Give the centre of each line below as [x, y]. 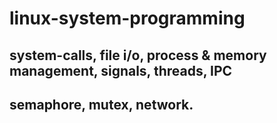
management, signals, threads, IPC [121, 70]
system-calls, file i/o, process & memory [138, 55]
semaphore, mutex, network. [101, 104]
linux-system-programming [127, 18]
